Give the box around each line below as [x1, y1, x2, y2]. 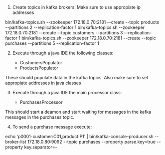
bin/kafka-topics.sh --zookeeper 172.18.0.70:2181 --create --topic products [5, 19, 160, 25]
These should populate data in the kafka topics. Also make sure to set [5, 75, 149, 80]
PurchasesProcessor [19, 99, 63, 105]
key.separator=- [24, 144, 57, 150]
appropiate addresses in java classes [5, 80, 81, 86]
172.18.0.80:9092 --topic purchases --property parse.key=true [27, 139, 156, 145]
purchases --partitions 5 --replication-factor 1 [5, 40, 100, 46]
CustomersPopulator [19, 60, 62, 65]
